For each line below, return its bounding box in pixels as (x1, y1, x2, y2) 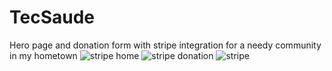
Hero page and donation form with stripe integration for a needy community (9, 39, 322, 51)
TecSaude (9, 6, 96, 29)
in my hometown (9, 49, 78, 61)
